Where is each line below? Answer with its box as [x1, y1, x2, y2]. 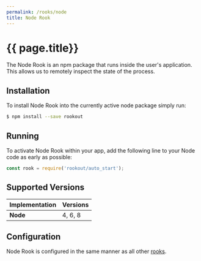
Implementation [9, 200, 57, 209]
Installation [6, 85, 50, 96]
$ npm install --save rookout [6, 114, 84, 120]
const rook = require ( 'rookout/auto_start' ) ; [6, 165, 124, 172]
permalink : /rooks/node [6, 9, 67, 15]
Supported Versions [6, 182, 84, 193]
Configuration [6, 232, 61, 242]
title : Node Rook [6, 15, 51, 21]
